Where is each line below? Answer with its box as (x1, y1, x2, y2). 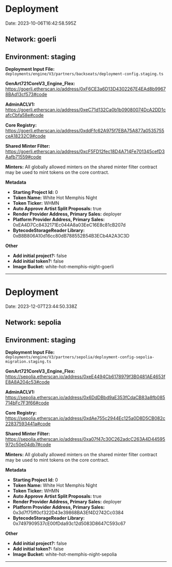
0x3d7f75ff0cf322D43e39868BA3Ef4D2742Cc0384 (12, 510, 124, 516)
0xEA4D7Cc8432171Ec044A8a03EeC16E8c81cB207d (12, 222, 126, 228)
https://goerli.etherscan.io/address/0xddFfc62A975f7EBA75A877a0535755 (5, 128, 165, 134)
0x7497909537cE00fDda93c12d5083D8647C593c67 (12, 520, 126, 526)
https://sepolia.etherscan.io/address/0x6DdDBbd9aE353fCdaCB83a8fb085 (5, 395, 165, 401)
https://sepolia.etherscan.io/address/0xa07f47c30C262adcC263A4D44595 (5, 436, 165, 442)
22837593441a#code (5, 421, 51, 427)
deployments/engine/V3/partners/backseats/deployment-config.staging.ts (5, 71, 164, 77)
